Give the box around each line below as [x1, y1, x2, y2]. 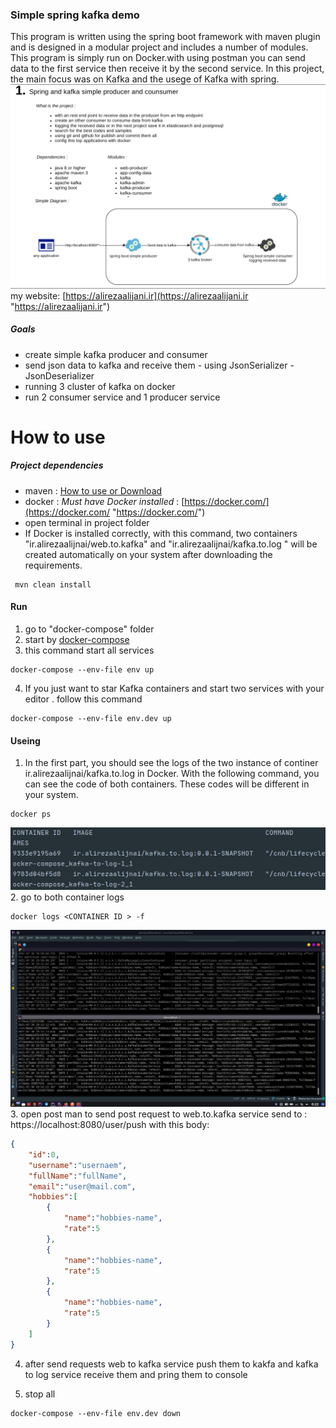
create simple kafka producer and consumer [24, 348, 208, 360]
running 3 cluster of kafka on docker [24, 380, 176, 392]
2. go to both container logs [10, 891, 125, 903]
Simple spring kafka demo [10, 8, 140, 22]
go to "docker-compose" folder [24, 623, 155, 635]
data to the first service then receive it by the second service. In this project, [10, 63, 325, 75]
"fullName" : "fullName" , [28, 1171, 128, 1181]
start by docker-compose [24, 634, 130, 646]
